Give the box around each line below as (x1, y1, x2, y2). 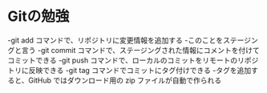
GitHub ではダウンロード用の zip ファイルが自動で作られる (28, 75, 222, 85)
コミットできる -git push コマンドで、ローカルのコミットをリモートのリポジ (7, 55, 259, 65)
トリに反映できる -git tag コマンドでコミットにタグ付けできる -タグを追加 (7, 65, 252, 75)
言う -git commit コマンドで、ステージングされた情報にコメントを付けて (21, 45, 260, 55)
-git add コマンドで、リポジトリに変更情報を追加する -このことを (7, 35, 224, 45)
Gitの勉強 (7, 7, 70, 26)
